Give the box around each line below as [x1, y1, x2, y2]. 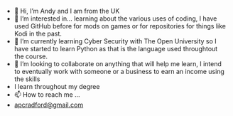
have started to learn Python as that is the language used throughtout [13, 45, 218, 53]
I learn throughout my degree [13, 83, 100, 90]
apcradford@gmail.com [13, 100, 84, 109]
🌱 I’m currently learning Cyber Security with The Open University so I [13, 37, 217, 46]
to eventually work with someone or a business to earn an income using [13, 68, 225, 75]
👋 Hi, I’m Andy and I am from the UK [13, 7, 120, 15]
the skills [13, 75, 40, 83]
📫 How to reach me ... [13, 90, 80, 99]
